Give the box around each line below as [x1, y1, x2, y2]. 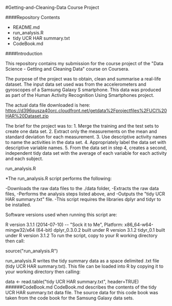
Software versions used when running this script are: [5, 212, 117, 217]
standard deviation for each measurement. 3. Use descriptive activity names [5, 134, 167, 140]
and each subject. [5, 156, 44, 161]
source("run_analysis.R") [5, 248, 58, 254]
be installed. [5, 202, 31, 208]
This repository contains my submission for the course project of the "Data [5, 60, 164, 66]
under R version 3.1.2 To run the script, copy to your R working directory [5, 233, 158, 238]
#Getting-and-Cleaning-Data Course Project [5, 5, 99, 10]
